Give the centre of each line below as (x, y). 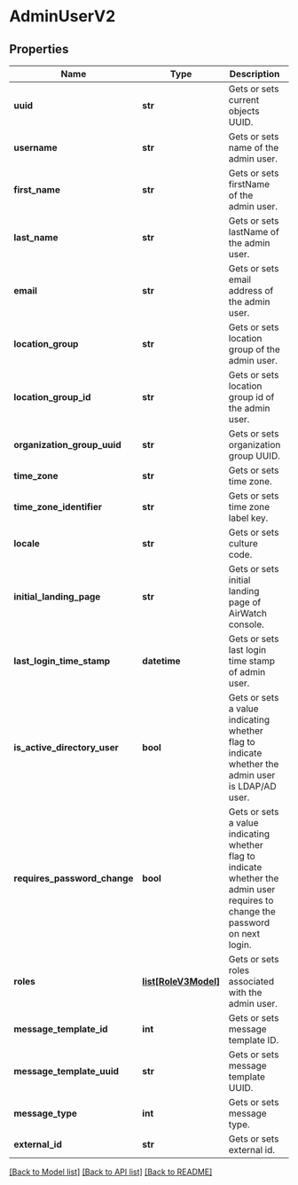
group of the (255, 349)
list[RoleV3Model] (180, 981)
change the (252, 911)
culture (243, 543)
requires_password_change (74, 878)
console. (246, 624)
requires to (251, 900)
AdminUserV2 (63, 16)
